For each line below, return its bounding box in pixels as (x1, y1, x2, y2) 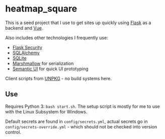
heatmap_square (5, 3, 77, 15)
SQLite (12, 55, 27, 61)
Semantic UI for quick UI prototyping (12, 66, 89, 72)
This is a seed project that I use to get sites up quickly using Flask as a (5, 20, 151, 26)
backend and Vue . (5, 25, 43, 31)
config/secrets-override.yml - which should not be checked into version (5, 123, 157, 129)
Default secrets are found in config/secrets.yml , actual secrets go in (5, 118, 148, 124)
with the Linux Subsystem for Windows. (5, 108, 88, 114)
